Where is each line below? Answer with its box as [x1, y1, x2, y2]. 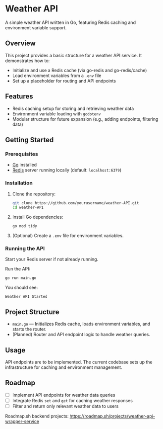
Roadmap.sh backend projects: [5, 413, 69, 419]
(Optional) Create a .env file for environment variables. [12, 233, 124, 239]
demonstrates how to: [5, 58, 50, 64]
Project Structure [5, 308, 59, 316]
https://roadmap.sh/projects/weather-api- [69, 413, 155, 419]
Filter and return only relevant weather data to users [12, 403, 119, 409]
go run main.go [5, 275, 37, 281]
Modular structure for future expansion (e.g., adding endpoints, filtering [12, 116, 159, 122]
